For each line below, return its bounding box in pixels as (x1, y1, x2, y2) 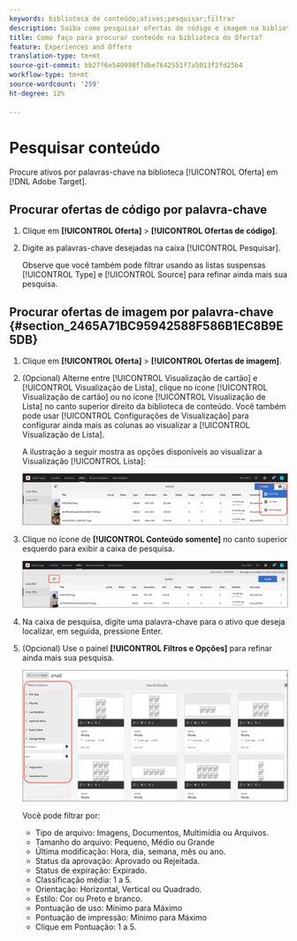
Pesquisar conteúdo (9, 137, 161, 158)
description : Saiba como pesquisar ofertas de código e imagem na (9, 23, 259, 33)
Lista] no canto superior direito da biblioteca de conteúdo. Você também (21, 401, 286, 412)
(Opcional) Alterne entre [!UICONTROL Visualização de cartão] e (21, 373, 258, 384)
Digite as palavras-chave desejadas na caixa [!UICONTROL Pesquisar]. (21, 243, 281, 253)
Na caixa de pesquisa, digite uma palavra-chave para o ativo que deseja (21, 617, 286, 627)
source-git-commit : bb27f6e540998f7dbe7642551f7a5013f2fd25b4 (9, 61, 243, 70)
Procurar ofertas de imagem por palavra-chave (9, 304, 274, 319)
